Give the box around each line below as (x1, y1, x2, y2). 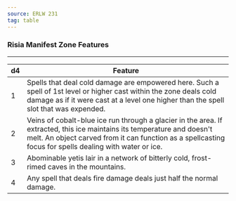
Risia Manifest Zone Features (7, 40, 110, 50)
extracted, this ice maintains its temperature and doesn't (27, 124, 213, 134)
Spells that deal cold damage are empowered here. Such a (27, 77, 220, 87)
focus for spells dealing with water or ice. (27, 141, 163, 151)
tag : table (7, 17, 39, 24)
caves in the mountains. (47, 162, 126, 171)
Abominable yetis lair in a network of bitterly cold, (27, 153, 190, 162)
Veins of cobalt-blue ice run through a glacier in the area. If (27, 115, 223, 125)
